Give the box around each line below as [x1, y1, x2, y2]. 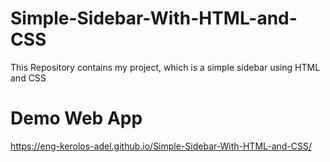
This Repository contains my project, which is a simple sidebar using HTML [10, 61, 321, 73]
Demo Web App [10, 107, 143, 130]
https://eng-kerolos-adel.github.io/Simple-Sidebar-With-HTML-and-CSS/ [10, 140, 313, 152]
